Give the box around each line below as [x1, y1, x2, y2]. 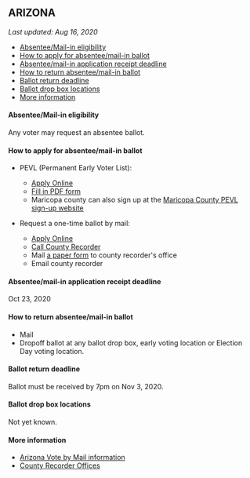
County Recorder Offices [19, 461, 100, 470]
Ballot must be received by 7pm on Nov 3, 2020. [8, 381, 164, 391]
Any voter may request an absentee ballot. [8, 128, 145, 137]
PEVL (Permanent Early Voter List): [19, 163, 132, 173]
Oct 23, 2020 [8, 294, 51, 304]
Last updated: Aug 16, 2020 [8, 27, 98, 36]
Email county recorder [31, 259, 103, 268]
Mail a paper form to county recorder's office [31, 250, 178, 260]
